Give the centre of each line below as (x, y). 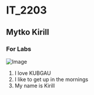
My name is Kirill (35, 86)
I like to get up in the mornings (51, 79)
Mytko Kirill (28, 32)
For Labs (19, 49)
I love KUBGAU (33, 73)
